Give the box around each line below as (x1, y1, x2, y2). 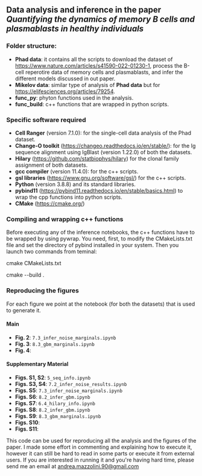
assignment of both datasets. (14, 161, 88, 169)
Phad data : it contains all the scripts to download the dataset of (14, 56, 173, 63)
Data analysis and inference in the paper (6, 5, 162, 15)
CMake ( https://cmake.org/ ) (14, 199, 85, 207)
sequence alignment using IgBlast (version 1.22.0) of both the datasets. (14, 148, 192, 156)
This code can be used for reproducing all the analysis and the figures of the (6, 437, 197, 444)
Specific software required (6, 115, 86, 124)
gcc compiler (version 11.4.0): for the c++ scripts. (14, 167, 139, 175)
